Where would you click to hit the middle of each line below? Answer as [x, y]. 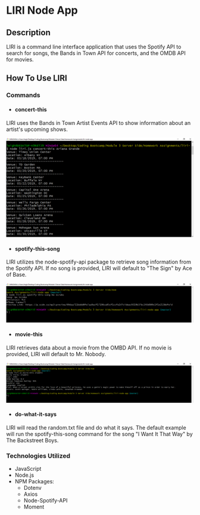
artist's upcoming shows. [37, 129]
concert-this [31, 109]
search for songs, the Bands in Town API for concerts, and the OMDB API [96, 53]
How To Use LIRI [37, 78]
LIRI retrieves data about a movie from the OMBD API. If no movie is [89, 348]
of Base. [16, 275]
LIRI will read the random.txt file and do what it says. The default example [96, 427]
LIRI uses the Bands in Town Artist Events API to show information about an [99, 122]
